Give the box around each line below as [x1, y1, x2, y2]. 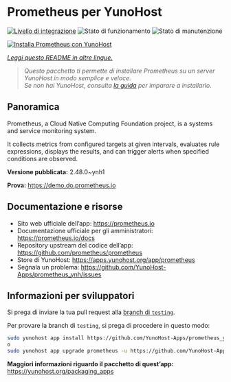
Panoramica [7, 101, 60, 113]
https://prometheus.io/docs [16, 234, 95, 242]
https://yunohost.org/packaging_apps [7, 368, 114, 375]
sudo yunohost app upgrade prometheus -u [7, 348, 128, 355]
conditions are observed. [7, 154, 78, 163]
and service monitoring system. [7, 126, 97, 134]
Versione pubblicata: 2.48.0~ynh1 [7, 167, 105, 176]
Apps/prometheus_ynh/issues [16, 270, 102, 278]
